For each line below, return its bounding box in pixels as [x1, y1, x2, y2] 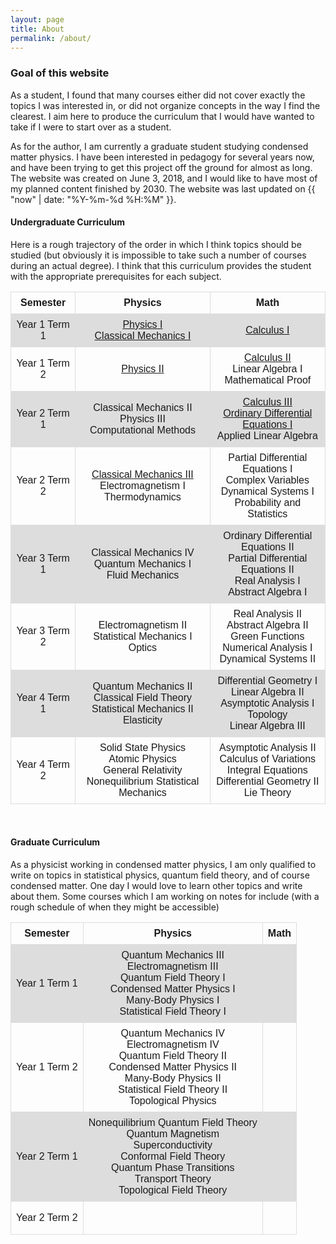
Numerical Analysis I [222, 641, 313, 653]
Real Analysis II [233, 607, 303, 620]
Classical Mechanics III [91, 468, 194, 480]
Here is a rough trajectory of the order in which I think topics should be [10, 238, 302, 250]
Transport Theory [134, 1173, 212, 1185]
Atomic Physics [108, 752, 177, 765]
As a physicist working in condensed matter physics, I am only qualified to [10, 859, 317, 871]
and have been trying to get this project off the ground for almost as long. [10, 161, 313, 173]
